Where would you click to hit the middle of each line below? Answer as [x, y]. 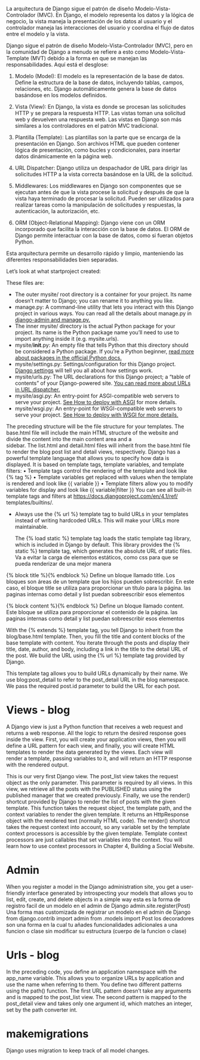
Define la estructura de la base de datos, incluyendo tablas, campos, [99, 82]
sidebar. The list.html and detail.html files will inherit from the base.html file [99, 445]
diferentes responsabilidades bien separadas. [62, 260]
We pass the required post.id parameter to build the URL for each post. [93, 686]
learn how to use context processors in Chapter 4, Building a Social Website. [100, 846]
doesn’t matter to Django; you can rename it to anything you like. [94, 301]
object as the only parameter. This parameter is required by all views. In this [99, 782]
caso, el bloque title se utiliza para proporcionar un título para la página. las [99, 588]
